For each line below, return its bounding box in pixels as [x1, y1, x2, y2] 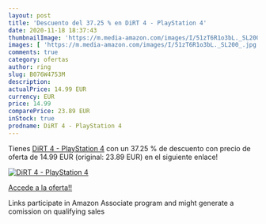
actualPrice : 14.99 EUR [8, 85, 87, 93]
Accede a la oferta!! [8, 183, 73, 192]
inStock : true [8, 115, 55, 123]
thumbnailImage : [8, 33, 62, 42]
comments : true [8, 48, 59, 56]
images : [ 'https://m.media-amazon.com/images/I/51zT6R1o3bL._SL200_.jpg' [8, 41, 260, 49]
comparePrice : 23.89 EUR [8, 108, 90, 116]
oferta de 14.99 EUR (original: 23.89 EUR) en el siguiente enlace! [8, 152, 218, 161]
